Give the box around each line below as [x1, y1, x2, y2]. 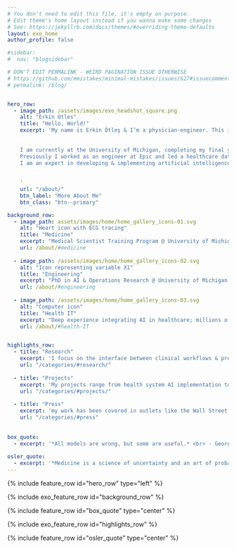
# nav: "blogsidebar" [7, 56, 74, 63]
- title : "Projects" [13, 374, 74, 381]
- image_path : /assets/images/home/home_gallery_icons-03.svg [13, 297, 199, 304]
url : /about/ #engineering [20, 283, 96, 291]
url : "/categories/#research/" [20, 362, 112, 369]
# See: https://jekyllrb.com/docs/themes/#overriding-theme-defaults [7, 23, 216, 30]
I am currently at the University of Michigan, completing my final [20, 146, 225, 154]
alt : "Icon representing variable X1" [20, 264, 133, 271]
